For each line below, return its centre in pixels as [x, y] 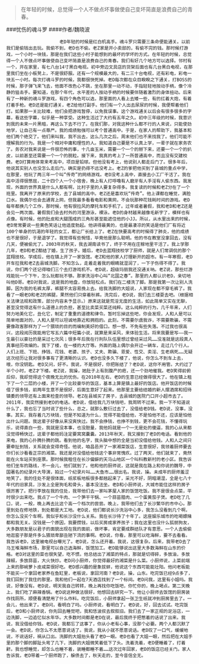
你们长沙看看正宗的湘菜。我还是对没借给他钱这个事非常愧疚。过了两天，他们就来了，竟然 [99, 453]
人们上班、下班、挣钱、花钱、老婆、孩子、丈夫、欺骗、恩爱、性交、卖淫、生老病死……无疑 [99, 352]
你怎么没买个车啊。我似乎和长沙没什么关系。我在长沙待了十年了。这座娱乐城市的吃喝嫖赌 [99, 516]
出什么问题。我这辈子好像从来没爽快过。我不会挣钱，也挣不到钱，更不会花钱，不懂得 [94, 422]
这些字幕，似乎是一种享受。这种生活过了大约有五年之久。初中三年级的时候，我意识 [105, 118]
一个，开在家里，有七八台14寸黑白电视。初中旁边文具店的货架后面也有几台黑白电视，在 [97, 67]
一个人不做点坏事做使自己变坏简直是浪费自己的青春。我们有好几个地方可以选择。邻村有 [101, 61]
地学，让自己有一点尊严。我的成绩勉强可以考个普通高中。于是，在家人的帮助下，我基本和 [99, 130]
